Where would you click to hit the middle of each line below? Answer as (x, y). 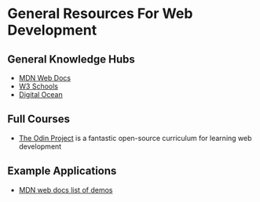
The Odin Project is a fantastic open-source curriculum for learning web (135, 138)
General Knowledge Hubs (71, 59)
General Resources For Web (100, 14)
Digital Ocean (41, 94)
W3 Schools (38, 86)
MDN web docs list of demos (66, 189)
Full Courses (39, 119)
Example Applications (62, 171)
